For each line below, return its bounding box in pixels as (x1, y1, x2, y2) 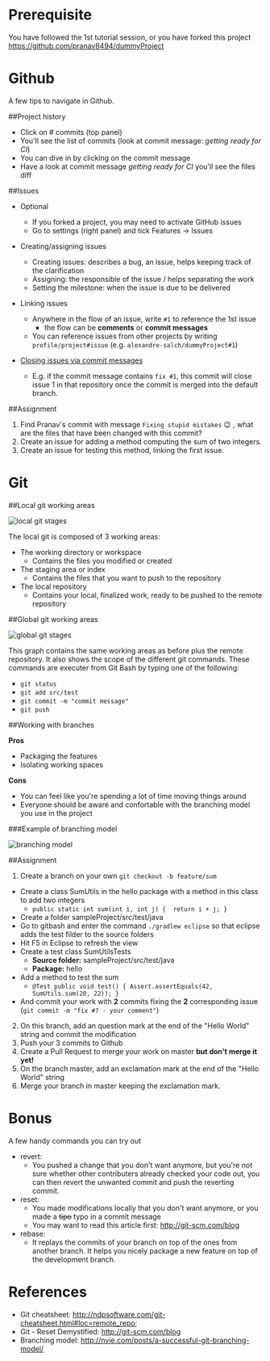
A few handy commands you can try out (8, 1136, 142, 1145)
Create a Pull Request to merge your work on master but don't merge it (19, 1046, 258, 1056)
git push (19, 705, 50, 714)
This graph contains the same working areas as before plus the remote (8, 645, 243, 655)
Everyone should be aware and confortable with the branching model (19, 800, 251, 809)
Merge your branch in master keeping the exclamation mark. (19, 1081, 221, 1090)
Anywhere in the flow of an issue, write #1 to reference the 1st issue (31, 313, 256, 324)
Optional (19, 201, 48, 211)
